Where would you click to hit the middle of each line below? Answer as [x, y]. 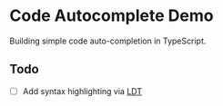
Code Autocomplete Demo [111, 16]
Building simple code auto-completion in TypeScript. [108, 41]
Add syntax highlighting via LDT [82, 91]
